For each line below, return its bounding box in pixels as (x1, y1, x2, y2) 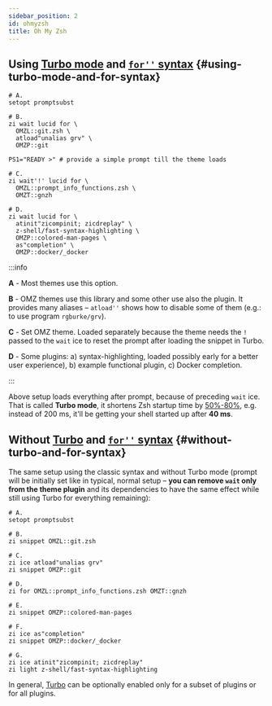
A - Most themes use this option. (8, 278, 119, 288)
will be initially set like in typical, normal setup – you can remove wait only (8, 476, 257, 485)
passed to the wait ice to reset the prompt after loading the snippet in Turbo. (8, 335, 265, 346)
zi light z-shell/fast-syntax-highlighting (8, 665, 158, 673)
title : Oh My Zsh (8, 27, 67, 35)
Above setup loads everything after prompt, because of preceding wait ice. (8, 392, 261, 401)
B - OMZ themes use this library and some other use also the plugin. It (8, 294, 244, 304)
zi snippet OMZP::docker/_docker (8, 637, 122, 645)
